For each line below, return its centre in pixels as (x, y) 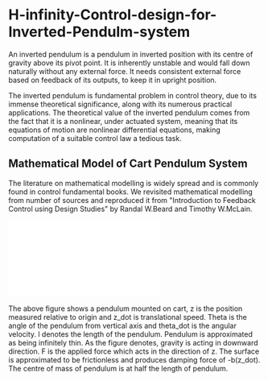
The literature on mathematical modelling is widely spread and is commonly (134, 183)
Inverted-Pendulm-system (99, 32)
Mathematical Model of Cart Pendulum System (128, 164)
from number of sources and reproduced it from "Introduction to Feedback (132, 200)
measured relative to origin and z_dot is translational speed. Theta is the (128, 317)
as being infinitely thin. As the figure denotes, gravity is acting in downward (133, 342)
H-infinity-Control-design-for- (113, 15)
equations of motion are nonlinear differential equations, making (115, 130)
